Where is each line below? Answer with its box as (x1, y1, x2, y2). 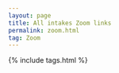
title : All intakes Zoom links (8, 19, 112, 27)
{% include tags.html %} (8, 56, 89, 65)
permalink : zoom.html (8, 26, 80, 34)
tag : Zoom (8, 33, 41, 42)
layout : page (8, 11, 52, 20)
